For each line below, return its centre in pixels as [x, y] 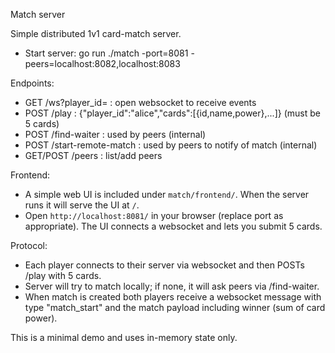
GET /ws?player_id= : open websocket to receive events [140, 102]
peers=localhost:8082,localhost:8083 [102, 63]
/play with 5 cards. [63, 275]
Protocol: [29, 245]
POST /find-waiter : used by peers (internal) [115, 134]
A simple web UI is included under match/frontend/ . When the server [167, 194]
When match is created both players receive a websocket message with [173, 297]
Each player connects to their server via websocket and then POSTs [164, 265]
